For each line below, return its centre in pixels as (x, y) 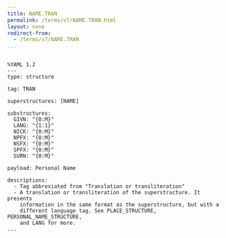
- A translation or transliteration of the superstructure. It (107, 193)
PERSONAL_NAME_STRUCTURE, (45, 217)
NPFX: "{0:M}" (34, 138)
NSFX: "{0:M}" (34, 144)
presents (20, 199)
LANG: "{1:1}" (34, 126)
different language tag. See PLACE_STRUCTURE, (88, 211)
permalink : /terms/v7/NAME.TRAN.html (62, 20)
